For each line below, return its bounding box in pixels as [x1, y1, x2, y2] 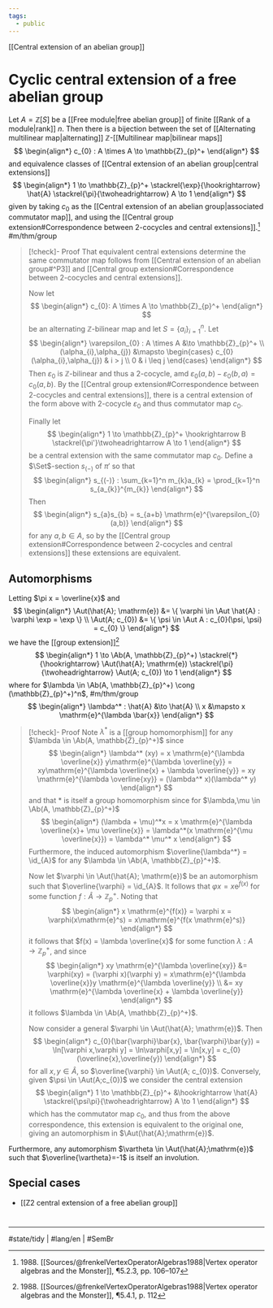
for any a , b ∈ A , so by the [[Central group [28, 531, 171, 541]
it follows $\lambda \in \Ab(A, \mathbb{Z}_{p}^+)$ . [28, 1008, 198, 1018]
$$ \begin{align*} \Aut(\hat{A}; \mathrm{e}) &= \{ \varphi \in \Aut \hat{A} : [13, 606, 260, 616]
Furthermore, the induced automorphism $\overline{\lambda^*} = [28, 847, 248, 857]
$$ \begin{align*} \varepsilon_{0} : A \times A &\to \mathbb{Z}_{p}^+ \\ [28, 338, 265, 348]
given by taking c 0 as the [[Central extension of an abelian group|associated [8, 202, 264, 214]
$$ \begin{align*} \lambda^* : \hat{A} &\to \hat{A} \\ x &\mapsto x [27, 701, 246, 711]
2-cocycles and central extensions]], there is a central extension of [28, 389, 253, 399]
